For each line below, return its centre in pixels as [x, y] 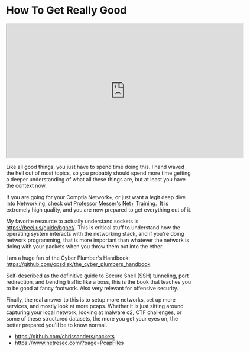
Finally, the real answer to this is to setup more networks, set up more [91, 299]
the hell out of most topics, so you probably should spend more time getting [98, 173]
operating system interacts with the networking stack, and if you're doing [95, 233]
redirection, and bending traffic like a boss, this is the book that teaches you [99, 281]
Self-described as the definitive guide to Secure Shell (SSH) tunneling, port [98, 276]
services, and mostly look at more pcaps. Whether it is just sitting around [95, 306]
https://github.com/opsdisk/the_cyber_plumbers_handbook [78, 264]
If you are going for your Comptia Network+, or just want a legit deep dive [96, 197]
